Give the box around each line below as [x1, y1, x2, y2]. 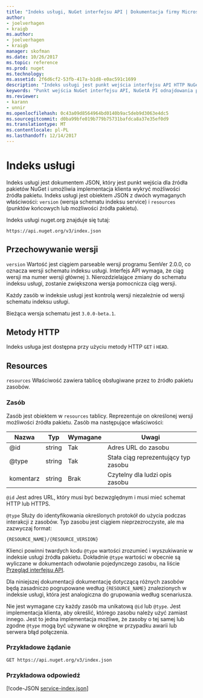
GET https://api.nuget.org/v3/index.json [6, 657, 112, 663]
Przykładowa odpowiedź [6, 671, 80, 679]
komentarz [9, 474, 40, 482]
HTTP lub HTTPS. [6, 500, 50, 507]
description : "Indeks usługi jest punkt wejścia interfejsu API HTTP [6, 82, 185, 88]
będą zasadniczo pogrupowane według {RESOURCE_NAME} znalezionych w [6, 584, 187, 591]
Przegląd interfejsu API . [6, 566, 65, 573]
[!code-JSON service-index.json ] [6, 685, 89, 692]
